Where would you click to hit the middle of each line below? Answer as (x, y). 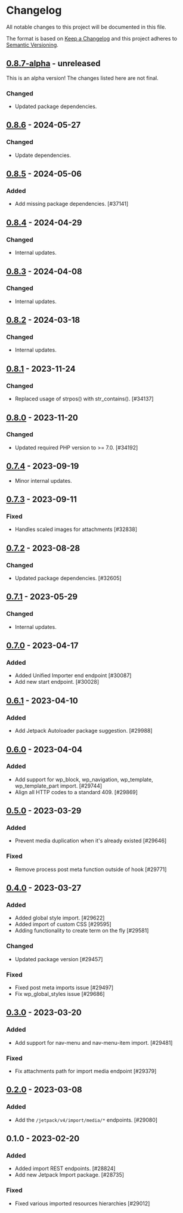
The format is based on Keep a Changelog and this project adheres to (92, 38)
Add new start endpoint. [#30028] (57, 682)
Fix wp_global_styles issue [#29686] (60, 994)
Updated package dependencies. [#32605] (68, 578)
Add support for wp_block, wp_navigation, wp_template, (84, 779)
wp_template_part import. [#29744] (58, 786)
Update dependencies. (43, 155)
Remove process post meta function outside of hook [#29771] (91, 869)
